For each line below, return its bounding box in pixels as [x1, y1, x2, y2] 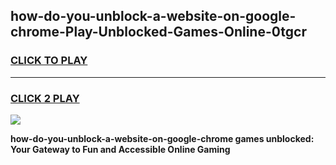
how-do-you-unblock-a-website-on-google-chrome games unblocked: [10, 132, 315, 144]
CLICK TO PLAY [10, 54, 88, 68]
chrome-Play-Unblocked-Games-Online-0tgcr [10, 24, 307, 41]
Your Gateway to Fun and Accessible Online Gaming [10, 143, 231, 155]
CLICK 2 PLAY [10, 91, 80, 105]
